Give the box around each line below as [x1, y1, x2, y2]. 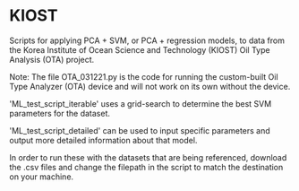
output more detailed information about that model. [9, 135, 198, 145]
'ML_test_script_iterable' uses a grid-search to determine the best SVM [9, 98, 272, 109]
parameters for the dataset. [9, 108, 110, 118]
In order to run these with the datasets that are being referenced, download [9, 152, 287, 162]
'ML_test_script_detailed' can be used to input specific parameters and [9, 125, 270, 135]
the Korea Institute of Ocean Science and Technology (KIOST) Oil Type [9, 44, 270, 55]
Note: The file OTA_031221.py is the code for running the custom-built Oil [9, 71, 279, 82]
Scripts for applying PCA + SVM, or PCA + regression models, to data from [9, 35, 285, 46]
